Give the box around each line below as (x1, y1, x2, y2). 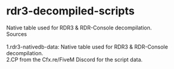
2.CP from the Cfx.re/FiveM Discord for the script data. (6, 56, 143, 63)
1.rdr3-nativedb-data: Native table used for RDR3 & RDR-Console (6, 43, 168, 50)
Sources (6, 30, 27, 37)
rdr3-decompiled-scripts (6, 4, 135, 18)
